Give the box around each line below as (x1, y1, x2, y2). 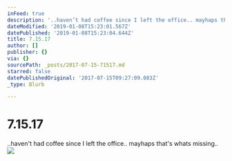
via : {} (7, 55, 30, 62)
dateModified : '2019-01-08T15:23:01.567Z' (7, 23, 131, 30)
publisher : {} (7, 49, 48, 56)
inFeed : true (7, 10, 45, 17)
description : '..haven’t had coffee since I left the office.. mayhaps (7, 17, 217, 23)
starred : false (7, 68, 51, 75)
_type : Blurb (7, 81, 45, 88)
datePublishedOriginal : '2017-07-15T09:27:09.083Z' (7, 74, 159, 82)
